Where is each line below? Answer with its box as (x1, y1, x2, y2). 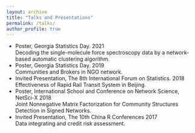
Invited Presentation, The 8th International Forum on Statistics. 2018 (15, 75, 185, 82)
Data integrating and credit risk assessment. (15, 120, 125, 128)
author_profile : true (6, 26, 61, 32)
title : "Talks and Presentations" (6, 15, 94, 21)
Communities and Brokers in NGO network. (15, 68, 123, 76)
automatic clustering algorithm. (32, 55, 110, 63)
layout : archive (6, 9, 47, 15)
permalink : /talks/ (6, 20, 56, 26)
